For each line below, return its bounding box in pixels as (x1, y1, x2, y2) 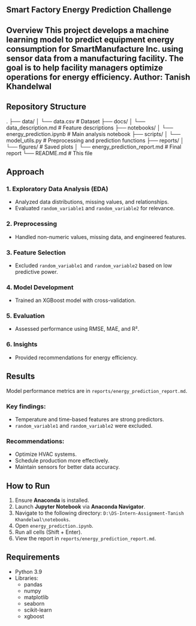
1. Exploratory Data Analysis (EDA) (6, 185, 108, 193)
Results (6, 371, 35, 382)
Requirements (6, 552, 60, 563)
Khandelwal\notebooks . (14, 515, 71, 523)
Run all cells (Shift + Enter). (14, 528, 83, 536)
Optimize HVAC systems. (14, 450, 77, 458)
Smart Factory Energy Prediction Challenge (6, 5, 172, 15)
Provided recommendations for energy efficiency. (14, 353, 138, 361)
